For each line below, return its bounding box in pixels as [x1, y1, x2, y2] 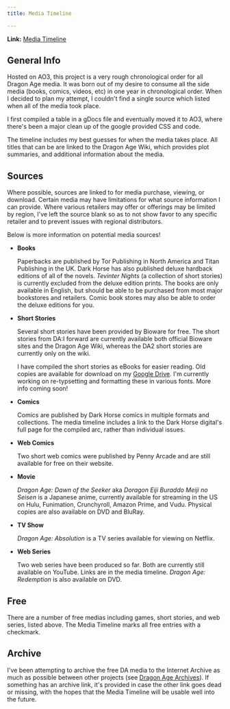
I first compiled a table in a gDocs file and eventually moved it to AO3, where [7, 115, 222, 123]
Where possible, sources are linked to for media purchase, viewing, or [7, 188, 205, 197]
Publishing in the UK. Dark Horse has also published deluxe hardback [16, 264, 214, 273]
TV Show [16, 521, 44, 530]
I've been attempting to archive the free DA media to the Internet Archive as [7, 666, 220, 674]
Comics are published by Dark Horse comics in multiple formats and [16, 411, 210, 419]
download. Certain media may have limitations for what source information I [7, 196, 220, 204]
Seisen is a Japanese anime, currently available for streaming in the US [16, 493, 218, 501]
